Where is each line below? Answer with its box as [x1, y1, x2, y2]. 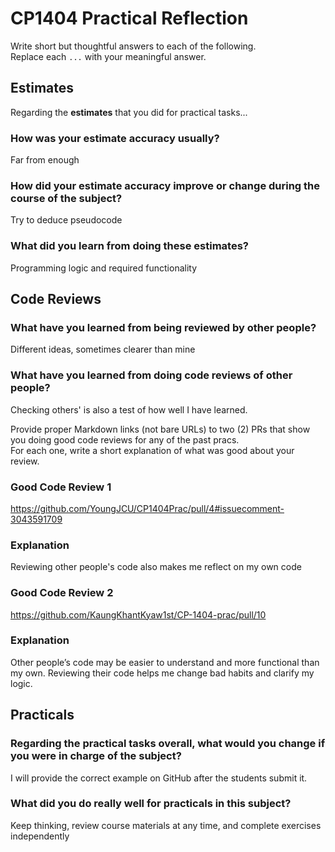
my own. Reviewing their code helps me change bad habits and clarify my [10, 667, 315, 679]
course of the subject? [10, 191, 123, 205]
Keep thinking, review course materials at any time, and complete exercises [10, 819, 322, 831]
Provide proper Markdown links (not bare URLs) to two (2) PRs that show [10, 423, 311, 435]
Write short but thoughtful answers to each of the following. [10, 40, 257, 52]
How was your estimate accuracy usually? [10, 131, 220, 145]
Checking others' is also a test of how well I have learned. [10, 403, 248, 416]
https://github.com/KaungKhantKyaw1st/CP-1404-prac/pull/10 [10, 608, 267, 621]
